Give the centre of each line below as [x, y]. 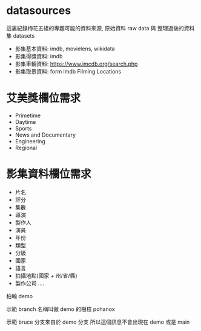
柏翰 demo [20, 296]
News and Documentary [45, 135]
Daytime [25, 121]
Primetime [28, 115]
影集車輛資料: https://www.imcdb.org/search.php [76, 64]
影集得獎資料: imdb [39, 56]
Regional [26, 148]
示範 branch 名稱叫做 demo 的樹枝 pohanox [61, 309]
